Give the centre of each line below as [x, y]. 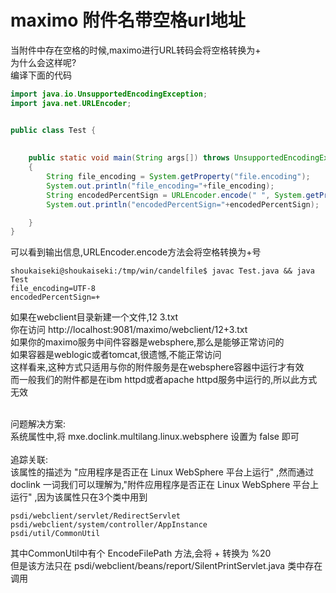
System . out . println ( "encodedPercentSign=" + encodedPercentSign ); [183, 204]
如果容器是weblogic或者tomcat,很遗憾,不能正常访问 [116, 355]
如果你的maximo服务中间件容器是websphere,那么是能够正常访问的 [147, 342]
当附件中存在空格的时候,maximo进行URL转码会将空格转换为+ [136, 50]
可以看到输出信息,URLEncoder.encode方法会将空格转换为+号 [136, 252]
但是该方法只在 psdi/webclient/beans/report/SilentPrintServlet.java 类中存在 [166, 566]
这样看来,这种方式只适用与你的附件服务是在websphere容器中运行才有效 [157, 367]
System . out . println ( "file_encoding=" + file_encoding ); [160, 186]
